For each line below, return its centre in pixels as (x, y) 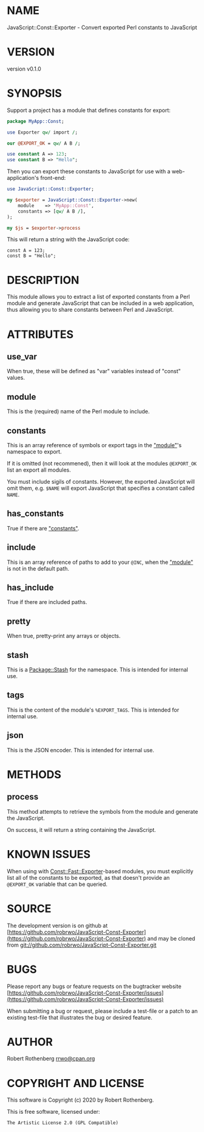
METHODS (34, 774)
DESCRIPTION (43, 280)
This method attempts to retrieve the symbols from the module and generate (103, 811)
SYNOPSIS (35, 93)
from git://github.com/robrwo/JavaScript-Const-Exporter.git (82, 945)
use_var (22, 356)
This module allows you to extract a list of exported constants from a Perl (98, 297)
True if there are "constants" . (43, 528)
